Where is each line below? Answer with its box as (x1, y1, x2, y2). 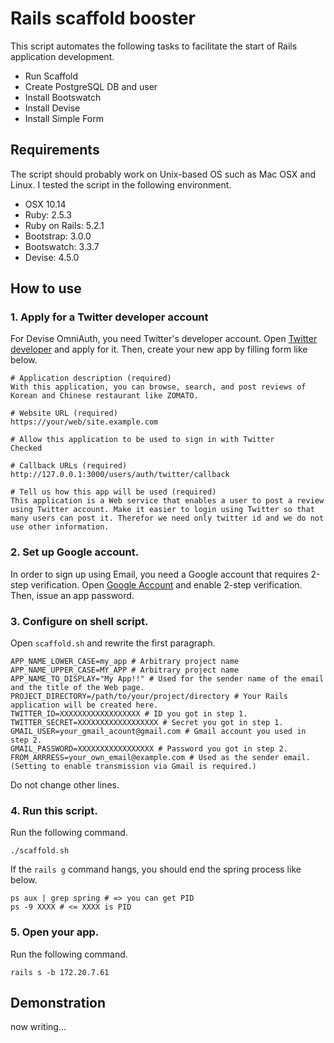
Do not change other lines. (10, 779, 120, 791)
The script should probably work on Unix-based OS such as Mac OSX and (10, 168, 317, 180)
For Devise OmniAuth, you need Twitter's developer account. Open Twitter (10, 333, 318, 345)
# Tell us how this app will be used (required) (10, 487, 217, 497)
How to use (10, 280, 82, 297)
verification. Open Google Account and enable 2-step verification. (30, 578, 303, 591)
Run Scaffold (24, 70, 79, 82)
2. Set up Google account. (10, 545, 140, 559)
